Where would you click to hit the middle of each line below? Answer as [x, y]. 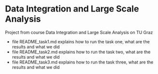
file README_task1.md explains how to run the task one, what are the [81, 41]
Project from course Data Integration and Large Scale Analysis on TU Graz [79, 32]
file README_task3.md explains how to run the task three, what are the [83, 62]
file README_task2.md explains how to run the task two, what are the [81, 52]
